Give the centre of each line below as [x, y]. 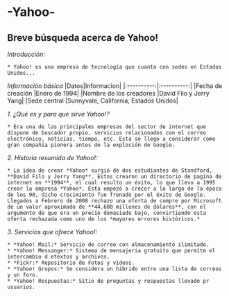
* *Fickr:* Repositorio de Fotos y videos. [71, 263]
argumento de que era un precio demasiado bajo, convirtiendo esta [107, 213]
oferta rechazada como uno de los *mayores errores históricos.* [103, 219]
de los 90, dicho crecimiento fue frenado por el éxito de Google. [107, 195]
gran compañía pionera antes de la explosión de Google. [91, 145]
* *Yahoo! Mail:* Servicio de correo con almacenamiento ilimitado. [108, 245]
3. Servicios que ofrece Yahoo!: [52, 232]
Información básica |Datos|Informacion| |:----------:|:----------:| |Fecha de [115, 86]
